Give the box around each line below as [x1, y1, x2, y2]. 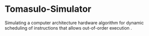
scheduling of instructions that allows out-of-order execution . [4, 25, 133, 31]
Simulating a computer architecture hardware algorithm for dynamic [4, 20, 144, 26]
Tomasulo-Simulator [4, 3, 92, 15]
